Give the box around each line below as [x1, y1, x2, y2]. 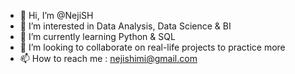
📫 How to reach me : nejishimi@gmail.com [19, 53, 198, 64]
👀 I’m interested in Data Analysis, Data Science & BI [19, 20, 232, 32]
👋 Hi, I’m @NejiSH [19, 10, 94, 21]
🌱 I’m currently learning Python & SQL [19, 31, 176, 42]
